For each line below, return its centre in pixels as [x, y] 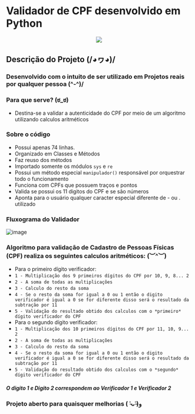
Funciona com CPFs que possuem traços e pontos [76, 185]
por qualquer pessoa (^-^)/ [45, 84]
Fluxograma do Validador [43, 219]
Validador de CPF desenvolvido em [93, 11]
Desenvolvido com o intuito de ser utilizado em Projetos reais [95, 77]
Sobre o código [28, 134]
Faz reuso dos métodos [43, 160]
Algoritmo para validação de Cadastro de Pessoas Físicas [90, 248]
